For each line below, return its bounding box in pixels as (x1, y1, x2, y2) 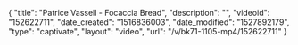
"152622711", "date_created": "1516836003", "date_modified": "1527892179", (8, 17, 290, 27)
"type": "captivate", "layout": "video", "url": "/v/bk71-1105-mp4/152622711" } (8, 26, 287, 36)
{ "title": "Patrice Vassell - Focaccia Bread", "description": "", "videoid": (8, 8, 270, 18)
